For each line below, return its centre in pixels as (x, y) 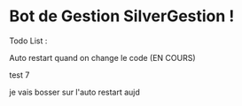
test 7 (20, 75)
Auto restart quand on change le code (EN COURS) (103, 57)
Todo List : (28, 41)
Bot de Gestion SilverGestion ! (122, 16)
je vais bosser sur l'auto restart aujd (74, 92)
